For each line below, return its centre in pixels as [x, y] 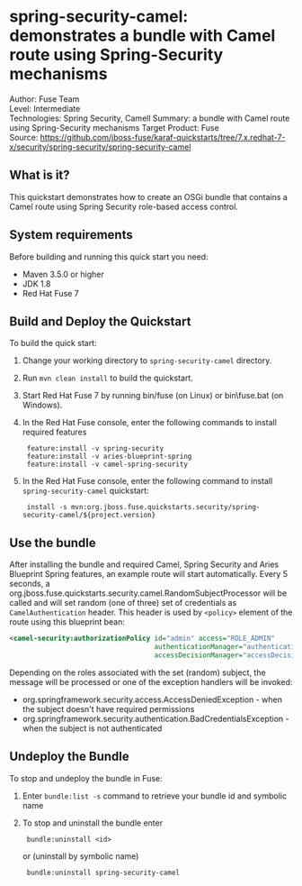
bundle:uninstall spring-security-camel [103, 872]
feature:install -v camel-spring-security [107, 465]
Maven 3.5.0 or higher [63, 274]
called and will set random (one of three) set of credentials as [123, 603]
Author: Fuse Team [44, 99]
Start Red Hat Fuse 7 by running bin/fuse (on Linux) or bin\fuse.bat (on [153, 396]
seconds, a [30, 584]
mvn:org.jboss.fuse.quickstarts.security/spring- [165, 507]
